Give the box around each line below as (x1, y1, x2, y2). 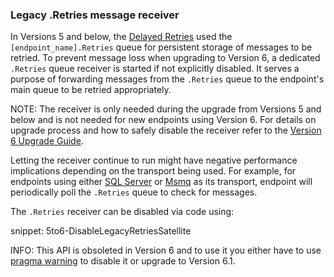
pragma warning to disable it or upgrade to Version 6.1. (10, 255, 236, 267)
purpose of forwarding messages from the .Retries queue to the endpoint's (10, 73, 325, 85)
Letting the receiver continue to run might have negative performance (10, 154, 298, 167)
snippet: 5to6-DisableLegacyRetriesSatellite (10, 225, 192, 237)
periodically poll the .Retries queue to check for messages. (10, 186, 258, 198)
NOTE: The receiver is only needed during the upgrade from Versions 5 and (10, 103, 322, 115)
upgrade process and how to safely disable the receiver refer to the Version (10, 124, 322, 137)
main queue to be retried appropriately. (10, 84, 172, 96)
